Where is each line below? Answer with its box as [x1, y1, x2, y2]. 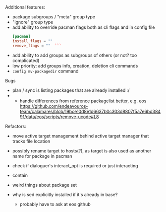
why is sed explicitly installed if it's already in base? [12, 191, 118, 198]
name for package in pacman [12, 153, 73, 159]
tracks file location [12, 138, 51, 144]
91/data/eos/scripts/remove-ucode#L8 [19, 114, 99, 120]
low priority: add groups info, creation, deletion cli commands [12, 63, 138, 69]
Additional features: [5, 4, 46, 10]
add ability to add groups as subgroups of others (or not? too [12, 52, 137, 58]
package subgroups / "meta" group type [12, 14, 96, 19]
